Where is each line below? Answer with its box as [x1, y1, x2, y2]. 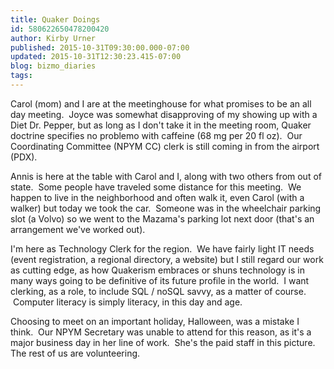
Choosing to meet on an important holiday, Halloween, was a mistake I [10, 315, 300, 327]
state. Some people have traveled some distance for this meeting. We [10, 181, 302, 193]
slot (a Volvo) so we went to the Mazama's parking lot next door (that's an [10, 212, 315, 225]
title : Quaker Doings [10, 14, 101, 25]
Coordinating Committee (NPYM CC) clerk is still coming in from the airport [10, 140, 320, 152]
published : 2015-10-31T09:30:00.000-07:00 [10, 42, 190, 53]
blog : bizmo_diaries [10, 61, 97, 71]
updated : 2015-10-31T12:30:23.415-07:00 [10, 52, 182, 62]
